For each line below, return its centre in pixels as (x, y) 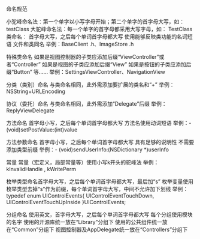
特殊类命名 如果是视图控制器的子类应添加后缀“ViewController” (83, 57)
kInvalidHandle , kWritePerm (41, 169)
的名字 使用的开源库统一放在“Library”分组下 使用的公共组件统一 (84, 222)
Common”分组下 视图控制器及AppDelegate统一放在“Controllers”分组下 (101, 229)
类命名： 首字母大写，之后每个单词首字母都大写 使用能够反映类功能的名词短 (99, 37)
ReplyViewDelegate (31, 110)
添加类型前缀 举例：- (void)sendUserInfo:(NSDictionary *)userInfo (88, 150)
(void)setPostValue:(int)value (42, 130)
